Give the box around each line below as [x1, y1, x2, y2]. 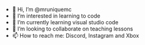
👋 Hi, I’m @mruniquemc [12, 6, 72, 13]
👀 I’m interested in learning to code [12, 12, 101, 19]
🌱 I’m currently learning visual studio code [12, 19, 119, 26]
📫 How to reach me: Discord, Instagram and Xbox [12, 32, 139, 39]
